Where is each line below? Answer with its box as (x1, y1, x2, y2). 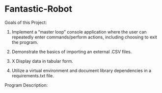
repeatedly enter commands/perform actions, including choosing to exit (11, 34, 158, 40)
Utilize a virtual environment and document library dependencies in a (11, 67, 152, 74)
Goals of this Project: (4, 19, 47, 25)
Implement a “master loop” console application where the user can (11, 29, 147, 35)
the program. (11, 39, 38, 45)
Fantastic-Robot (4, 3, 72, 15)
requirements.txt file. (11, 73, 54, 78)
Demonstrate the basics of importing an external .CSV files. (11, 49, 132, 55)
